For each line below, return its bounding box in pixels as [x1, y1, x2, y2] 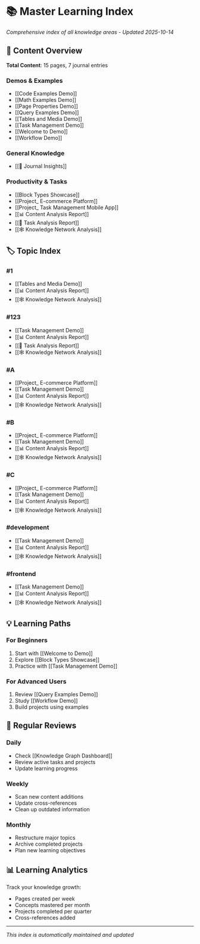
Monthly [6, 821, 32, 828]
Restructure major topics [14, 834, 76, 842]
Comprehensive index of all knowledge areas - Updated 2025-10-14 [6, 28, 174, 36]
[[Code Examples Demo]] [14, 90, 77, 97]
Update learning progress [14, 765, 78, 772]
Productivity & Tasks [6, 177, 67, 186]
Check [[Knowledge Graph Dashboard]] [14, 752, 113, 759]
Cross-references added [14, 914, 76, 921]
